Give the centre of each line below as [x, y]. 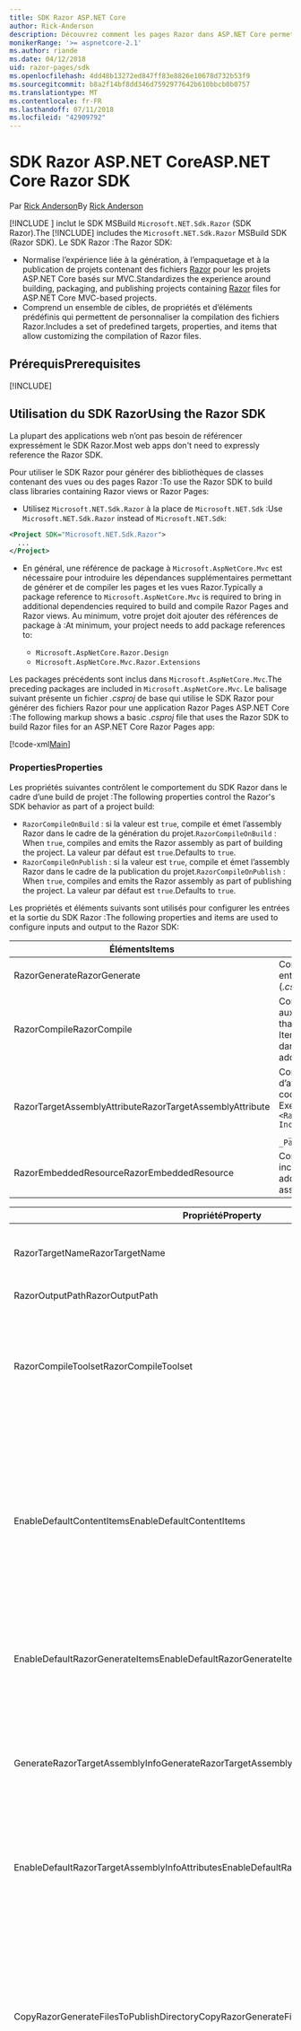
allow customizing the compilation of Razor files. [112, 336]
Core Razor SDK [70, 181]
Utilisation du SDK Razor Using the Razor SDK [138, 414]
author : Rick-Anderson [52, 26]
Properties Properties [56, 768]
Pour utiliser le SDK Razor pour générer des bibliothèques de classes [137, 472]
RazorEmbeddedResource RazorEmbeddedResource [124, 1172]
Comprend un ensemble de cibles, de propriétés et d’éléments [137, 308]
